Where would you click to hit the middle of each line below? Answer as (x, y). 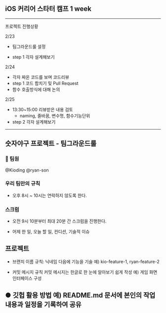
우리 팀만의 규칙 (23, 183)
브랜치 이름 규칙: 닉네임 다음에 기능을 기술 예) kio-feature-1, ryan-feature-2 (86, 262)
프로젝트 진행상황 (22, 26)
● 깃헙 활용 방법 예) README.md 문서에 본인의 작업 (80, 295)
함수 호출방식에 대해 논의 (36, 89)
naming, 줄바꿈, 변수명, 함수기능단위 (55, 116)
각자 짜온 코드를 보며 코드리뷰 (41, 77)
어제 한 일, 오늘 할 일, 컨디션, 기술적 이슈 (51, 232)
